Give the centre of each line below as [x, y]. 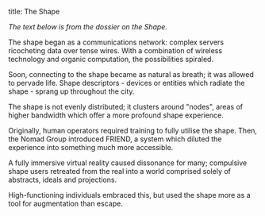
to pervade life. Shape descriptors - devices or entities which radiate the [127, 83]
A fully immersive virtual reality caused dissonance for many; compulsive [128, 163]
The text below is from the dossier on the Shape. [88, 27]
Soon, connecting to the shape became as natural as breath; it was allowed [131, 74]
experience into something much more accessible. [91, 147]
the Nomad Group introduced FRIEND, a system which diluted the [115, 139]
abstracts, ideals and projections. [63, 179]
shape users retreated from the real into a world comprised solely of [120, 171]
